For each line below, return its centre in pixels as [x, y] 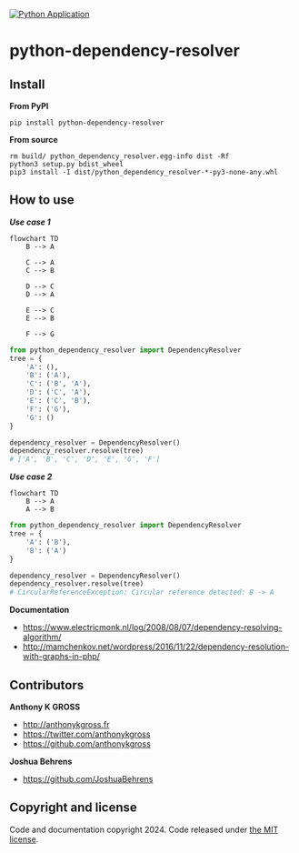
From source [34, 140]
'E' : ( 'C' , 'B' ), [59, 401]
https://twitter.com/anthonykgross [86, 734]
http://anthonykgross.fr [66, 724]
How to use [42, 200]
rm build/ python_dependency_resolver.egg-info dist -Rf [120, 156]
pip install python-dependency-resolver [87, 123]
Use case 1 [30, 222]
